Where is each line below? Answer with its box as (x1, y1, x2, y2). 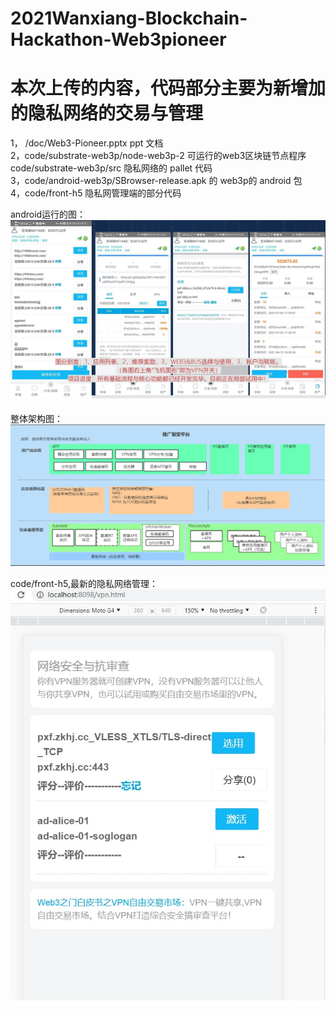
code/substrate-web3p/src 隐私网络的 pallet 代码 (10, 162, 213, 174)
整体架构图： (10, 412, 63, 424)
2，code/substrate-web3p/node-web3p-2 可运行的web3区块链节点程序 (10, 150, 307, 162)
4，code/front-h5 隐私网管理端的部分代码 (10, 187, 182, 199)
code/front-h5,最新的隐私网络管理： (10, 578, 159, 590)
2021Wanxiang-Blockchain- (10, 7, 248, 30)
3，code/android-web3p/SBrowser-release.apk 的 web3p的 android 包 (10, 175, 303, 187)
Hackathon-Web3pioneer (10, 28, 227, 51)
